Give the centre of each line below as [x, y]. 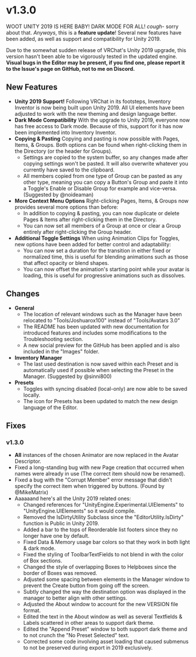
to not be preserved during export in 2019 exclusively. [88, 648]
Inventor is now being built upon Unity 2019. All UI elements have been [99, 107]
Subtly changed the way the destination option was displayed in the [104, 592]
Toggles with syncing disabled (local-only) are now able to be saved [105, 388]
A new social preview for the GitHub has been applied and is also [101, 345]
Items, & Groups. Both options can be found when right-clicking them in [101, 145]
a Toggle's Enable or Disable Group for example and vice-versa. [100, 188]
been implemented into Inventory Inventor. [65, 132]
